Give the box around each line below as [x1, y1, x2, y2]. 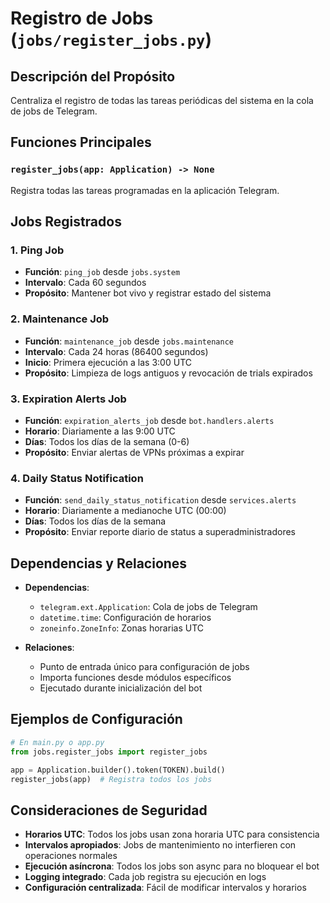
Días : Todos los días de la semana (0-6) [24, 435, 190, 447]
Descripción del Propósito [10, 68, 176, 85]
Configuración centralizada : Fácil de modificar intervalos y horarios [24, 882, 307, 894]
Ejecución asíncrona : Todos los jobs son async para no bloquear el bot [24, 860, 320, 872]
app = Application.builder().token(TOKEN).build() [10, 765, 226, 775]
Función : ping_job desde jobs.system [24, 266, 181, 278]
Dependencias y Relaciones [10, 555, 188, 572]
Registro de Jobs [10, 7, 154, 30]
